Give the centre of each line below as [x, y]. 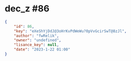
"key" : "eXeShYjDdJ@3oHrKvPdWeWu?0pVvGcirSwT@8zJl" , [70, 31]
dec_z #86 [27, 9]
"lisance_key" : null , [36, 45]
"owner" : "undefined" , [38, 40]
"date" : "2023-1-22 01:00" [42, 50]
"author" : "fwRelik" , [36, 36]
